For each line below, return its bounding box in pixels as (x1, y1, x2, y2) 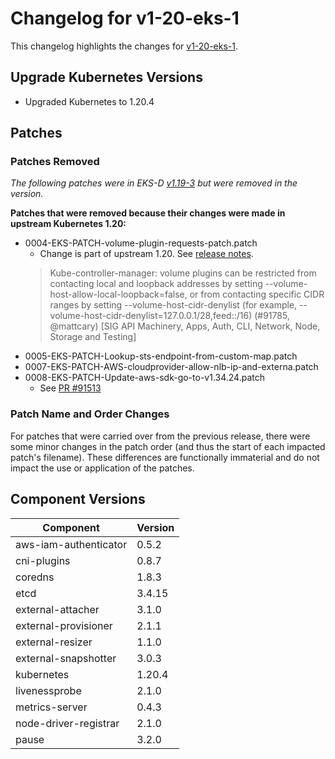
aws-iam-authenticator (15, 537, 128, 551)
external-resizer (15, 635, 93, 649)
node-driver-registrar (15, 716, 120, 730)
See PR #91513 (39, 382, 102, 394)
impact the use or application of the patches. (10, 462, 195, 474)
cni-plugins (15, 553, 71, 567)
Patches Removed (10, 155, 100, 169)
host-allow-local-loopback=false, (49, 288, 188, 301)
